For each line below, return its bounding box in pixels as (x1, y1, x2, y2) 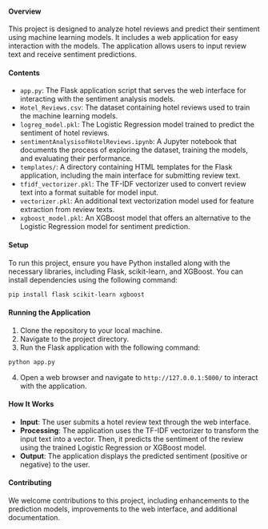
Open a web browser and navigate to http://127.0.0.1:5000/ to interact (19, 372, 258, 382)
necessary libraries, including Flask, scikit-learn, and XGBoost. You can (8, 267, 244, 276)
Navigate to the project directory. (19, 334, 130, 343)
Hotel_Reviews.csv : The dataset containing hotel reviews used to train (19, 102, 250, 112)
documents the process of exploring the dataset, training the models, (19, 145, 249, 155)
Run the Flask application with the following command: (19, 343, 201, 352)
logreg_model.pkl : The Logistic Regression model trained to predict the (19, 120, 254, 130)
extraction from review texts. (19, 205, 115, 214)
